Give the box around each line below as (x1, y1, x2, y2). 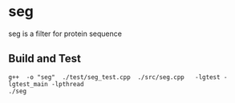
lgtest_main (8, 80, 48, 88)
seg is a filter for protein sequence (8, 29, 123, 38)
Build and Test (8, 52, 82, 65)
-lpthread (51, 80, 84, 88)
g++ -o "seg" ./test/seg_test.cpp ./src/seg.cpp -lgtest (8, 73, 221, 81)
